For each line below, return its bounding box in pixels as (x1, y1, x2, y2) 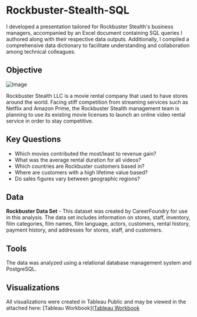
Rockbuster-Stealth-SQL (6, 4, 130, 17)
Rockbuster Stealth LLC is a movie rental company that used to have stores (6, 92, 188, 99)
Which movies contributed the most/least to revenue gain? (14, 150, 157, 157)
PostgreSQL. (6, 266, 37, 273)
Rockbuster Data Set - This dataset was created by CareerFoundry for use (6, 207, 188, 215)
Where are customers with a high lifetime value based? (14, 169, 148, 176)
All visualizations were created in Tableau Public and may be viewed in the (6, 298, 186, 305)
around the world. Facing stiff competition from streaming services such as (6, 98, 188, 105)
